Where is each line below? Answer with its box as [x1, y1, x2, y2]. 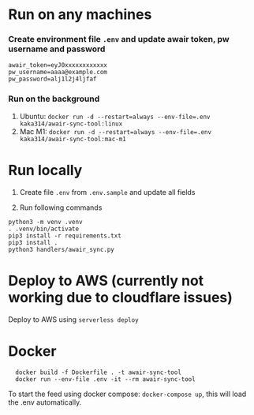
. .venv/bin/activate [8, 225, 80, 233]
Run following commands [19, 203, 103, 212]
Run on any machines [8, 6, 152, 24]
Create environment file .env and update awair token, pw [8, 34, 230, 45]
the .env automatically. [8, 397, 82, 407]
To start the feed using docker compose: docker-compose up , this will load [8, 389, 247, 398]
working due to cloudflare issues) [8, 288, 233, 306]
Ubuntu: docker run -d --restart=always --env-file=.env [19, 111, 211, 121]
